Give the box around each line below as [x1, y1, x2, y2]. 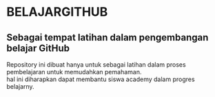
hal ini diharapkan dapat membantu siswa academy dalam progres [6, 75, 195, 83]
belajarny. [6, 83, 35, 90]
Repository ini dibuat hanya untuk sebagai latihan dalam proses [6, 61, 187, 69]
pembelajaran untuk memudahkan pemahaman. [6, 68, 142, 76]
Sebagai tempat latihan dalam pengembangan [6, 32, 209, 43]
